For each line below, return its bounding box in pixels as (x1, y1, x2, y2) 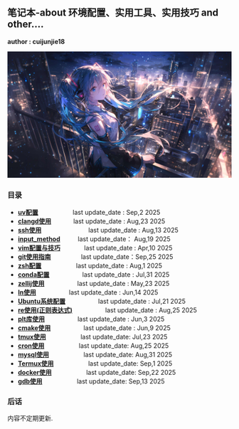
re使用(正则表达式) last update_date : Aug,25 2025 (17, 305, 197, 314)
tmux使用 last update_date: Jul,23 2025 (17, 332, 168, 341)
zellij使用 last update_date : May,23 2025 (17, 279, 170, 287)
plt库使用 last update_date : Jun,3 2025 (17, 314, 165, 323)
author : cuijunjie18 (7, 37, 65, 46)
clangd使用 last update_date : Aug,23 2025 (17, 216, 166, 226)
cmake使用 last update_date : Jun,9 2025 (17, 323, 171, 332)
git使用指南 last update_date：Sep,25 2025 (17, 252, 174, 261)
